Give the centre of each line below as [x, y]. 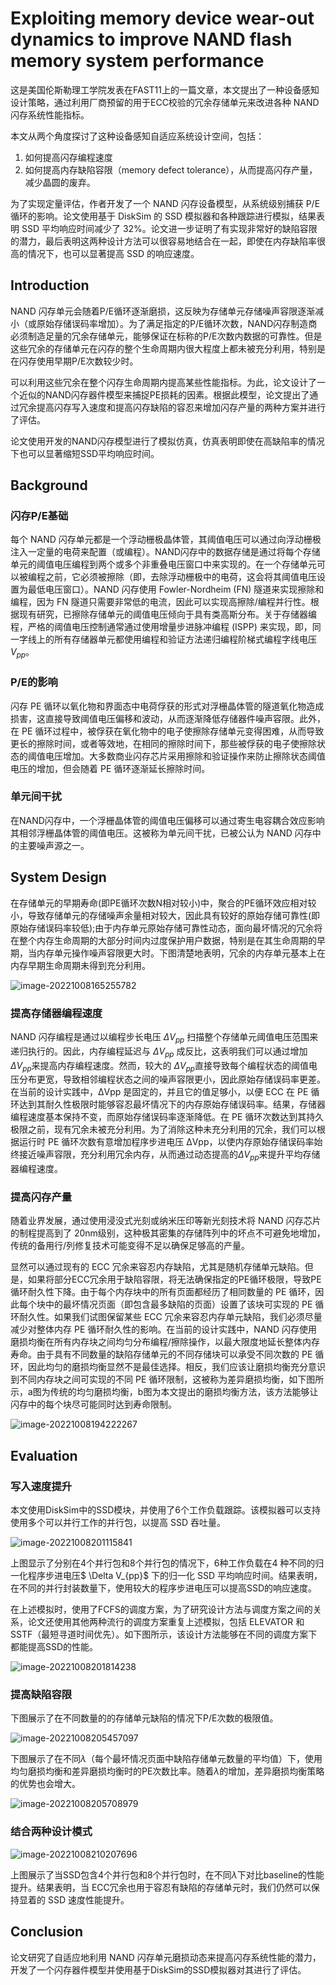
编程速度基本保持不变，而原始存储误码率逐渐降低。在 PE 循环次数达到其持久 [167, 1117]
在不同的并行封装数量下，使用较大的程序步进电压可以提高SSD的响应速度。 [164, 1588]
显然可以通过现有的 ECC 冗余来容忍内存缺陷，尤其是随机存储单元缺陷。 [157, 1267]
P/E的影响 [34, 682]
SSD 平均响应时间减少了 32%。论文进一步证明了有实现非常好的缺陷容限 [169, 228]
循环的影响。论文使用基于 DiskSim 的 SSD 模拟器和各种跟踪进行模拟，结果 [163, 216]
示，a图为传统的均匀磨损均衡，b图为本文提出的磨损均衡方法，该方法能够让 [164, 1392]
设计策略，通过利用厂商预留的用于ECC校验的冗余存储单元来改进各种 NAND [165, 102]
